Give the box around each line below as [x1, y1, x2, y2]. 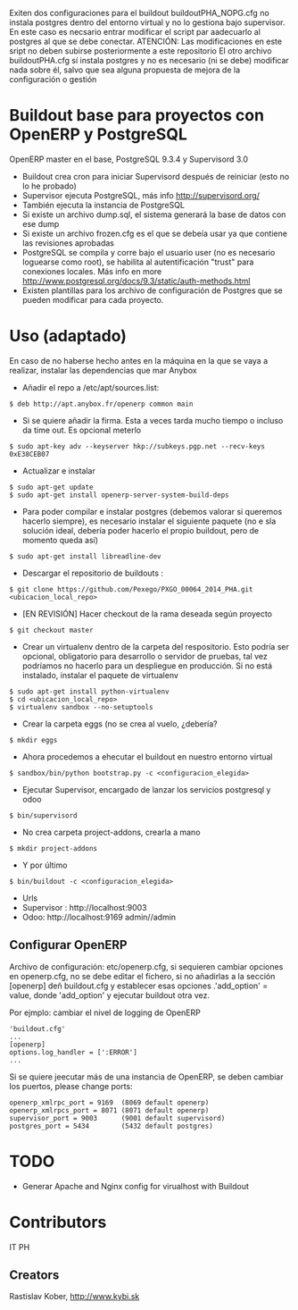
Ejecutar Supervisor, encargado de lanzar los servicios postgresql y [21, 784, 271, 794]
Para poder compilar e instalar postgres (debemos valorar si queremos [21, 506, 283, 516]
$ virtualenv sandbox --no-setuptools [9, 702, 153, 711]
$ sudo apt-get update [9, 483, 94, 491]
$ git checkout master [9, 626, 94, 634]
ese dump [21, 218, 60, 229]
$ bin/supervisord [9, 810, 78, 820]
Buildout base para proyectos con [9, 105, 265, 126]
